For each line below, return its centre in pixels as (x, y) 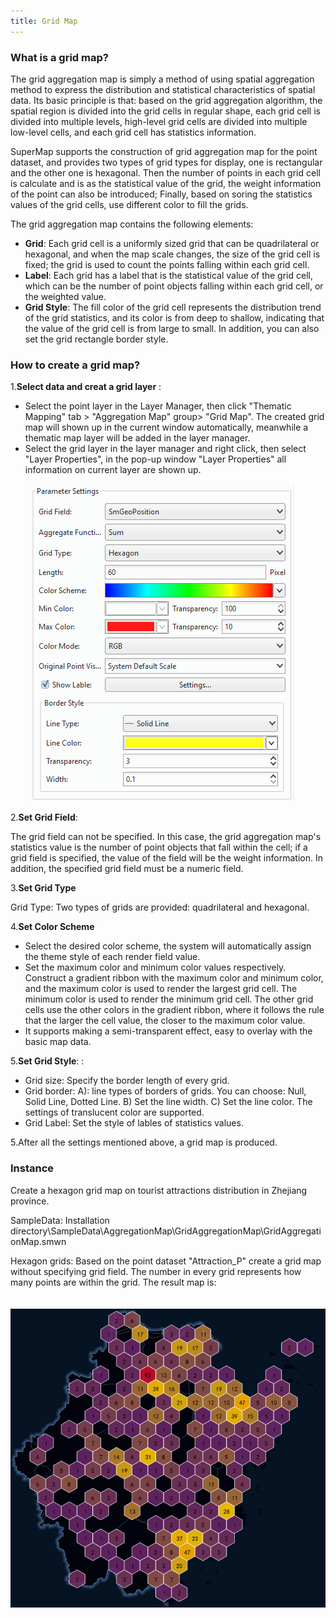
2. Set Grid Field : (44, 817)
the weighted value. (65, 296)
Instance (32, 1168)
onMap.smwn (38, 1241)
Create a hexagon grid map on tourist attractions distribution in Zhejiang (159, 1190)
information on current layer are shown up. (113, 470)
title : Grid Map (44, 21)
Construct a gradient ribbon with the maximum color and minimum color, (174, 978)
